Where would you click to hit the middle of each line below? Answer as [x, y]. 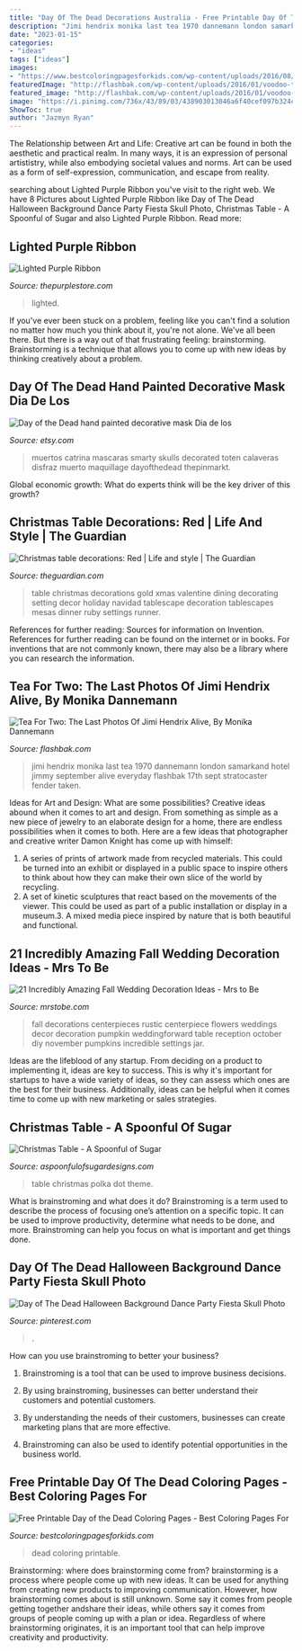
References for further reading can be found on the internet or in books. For [150, 638]
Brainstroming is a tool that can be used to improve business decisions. [154, 1373]
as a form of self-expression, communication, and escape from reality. [139, 173]
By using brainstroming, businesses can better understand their [140, 1390]
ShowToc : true [36, 110]
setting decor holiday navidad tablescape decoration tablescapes [152, 602]
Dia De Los [40, 401]
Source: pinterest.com [50, 1321]
